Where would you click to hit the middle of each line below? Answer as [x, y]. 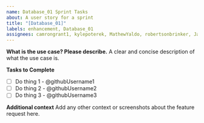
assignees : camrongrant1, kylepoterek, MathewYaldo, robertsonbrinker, [99, 35]
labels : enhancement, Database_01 [50, 29]
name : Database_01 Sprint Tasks [47, 12]
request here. [23, 114]
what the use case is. [33, 58]
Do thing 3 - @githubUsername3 [56, 95]
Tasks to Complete [30, 70]
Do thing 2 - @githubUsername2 [56, 88]
